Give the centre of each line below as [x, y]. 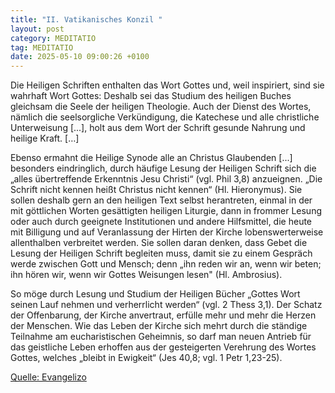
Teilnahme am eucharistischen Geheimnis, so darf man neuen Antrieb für [161, 337]
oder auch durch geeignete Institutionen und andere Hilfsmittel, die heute [161, 222]
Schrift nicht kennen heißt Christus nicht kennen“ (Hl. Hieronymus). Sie [156, 190]
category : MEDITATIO [53, 38]
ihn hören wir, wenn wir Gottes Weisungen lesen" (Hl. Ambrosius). [146, 275]
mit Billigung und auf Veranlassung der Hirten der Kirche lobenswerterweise [167, 232]
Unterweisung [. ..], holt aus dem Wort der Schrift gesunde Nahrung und [158, 128]
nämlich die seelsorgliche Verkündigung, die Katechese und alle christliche [165, 117]
